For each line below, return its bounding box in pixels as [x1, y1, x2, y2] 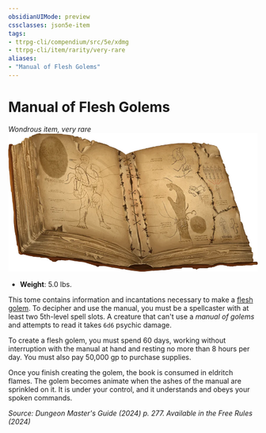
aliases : [8, 55, 37, 63]
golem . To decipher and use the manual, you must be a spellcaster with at [8, 304, 249, 313]
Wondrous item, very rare [8, 124, 92, 134]
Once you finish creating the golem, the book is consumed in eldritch [8, 368, 234, 377]
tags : [8, 29, 26, 37]
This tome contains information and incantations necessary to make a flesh [8, 295, 253, 305]
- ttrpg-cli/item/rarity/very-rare [8, 46, 126, 55]
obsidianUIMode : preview [8, 13, 90, 21]
